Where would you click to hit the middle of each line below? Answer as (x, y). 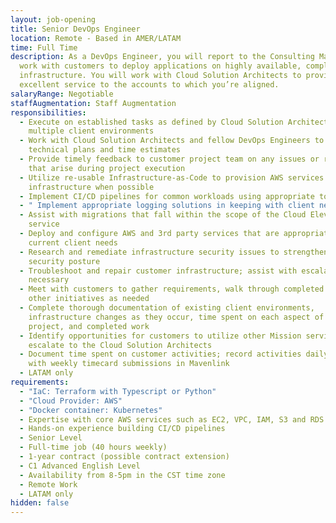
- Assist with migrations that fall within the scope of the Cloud (163, 215)
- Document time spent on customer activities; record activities (160, 354)
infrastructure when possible (91, 187)
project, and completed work (89, 326)
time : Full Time (44, 47)
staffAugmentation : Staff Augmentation (93, 103)
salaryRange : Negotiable (62, 94)
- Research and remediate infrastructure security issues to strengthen (174, 252)
